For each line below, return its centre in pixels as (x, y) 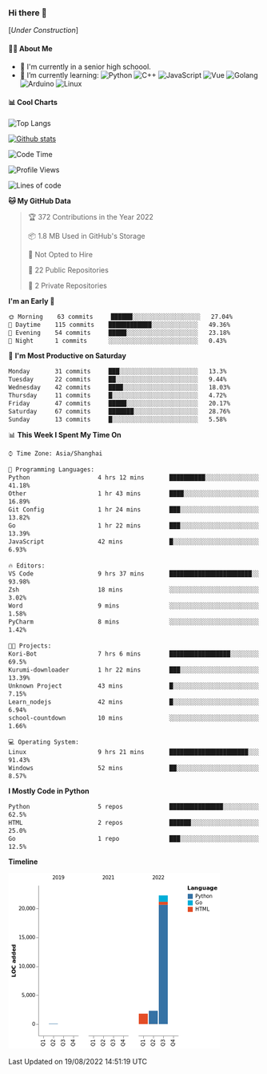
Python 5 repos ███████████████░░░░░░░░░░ (134, 806)
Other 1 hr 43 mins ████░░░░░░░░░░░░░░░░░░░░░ (134, 493)
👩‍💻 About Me (31, 48)
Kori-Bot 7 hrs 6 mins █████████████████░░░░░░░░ (134, 654)
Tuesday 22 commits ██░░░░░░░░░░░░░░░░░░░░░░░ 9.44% (118, 379)
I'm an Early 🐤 (32, 301)
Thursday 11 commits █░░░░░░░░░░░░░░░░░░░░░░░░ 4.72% (118, 395)
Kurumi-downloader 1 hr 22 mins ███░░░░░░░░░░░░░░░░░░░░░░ (134, 670)
